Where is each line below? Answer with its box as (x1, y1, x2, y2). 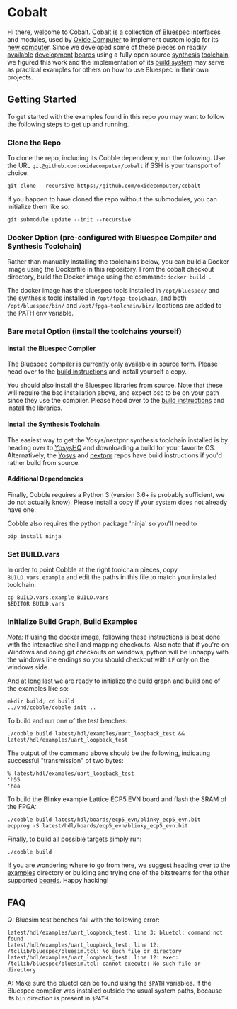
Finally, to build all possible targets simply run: (7, 835, 142, 844)
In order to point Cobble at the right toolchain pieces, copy (7, 565, 178, 574)
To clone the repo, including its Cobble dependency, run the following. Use (7, 154, 226, 162)
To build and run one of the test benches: (7, 717, 128, 725)
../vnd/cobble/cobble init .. (7, 704, 97, 711)
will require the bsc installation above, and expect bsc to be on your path (7, 389, 219, 397)
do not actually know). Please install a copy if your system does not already (7, 498, 228, 506)
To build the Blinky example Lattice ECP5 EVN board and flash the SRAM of (7, 795, 227, 803)
